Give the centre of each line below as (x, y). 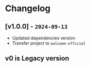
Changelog (28, 8)
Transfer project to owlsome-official (49, 43)
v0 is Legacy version (37, 59)
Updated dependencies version (44, 38)
